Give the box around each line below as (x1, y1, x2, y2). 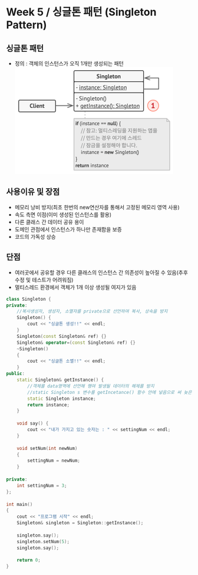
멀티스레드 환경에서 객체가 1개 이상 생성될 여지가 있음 (14, 284, 137, 291)
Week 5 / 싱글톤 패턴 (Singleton (6, 5, 157, 19)
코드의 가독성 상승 (14, 233, 56, 240)
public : (6, 371, 25, 377)
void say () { (16, 420, 49, 426)
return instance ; (27, 402, 70, 408)
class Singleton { (6, 296, 51, 302)
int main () (6, 501, 33, 507)
